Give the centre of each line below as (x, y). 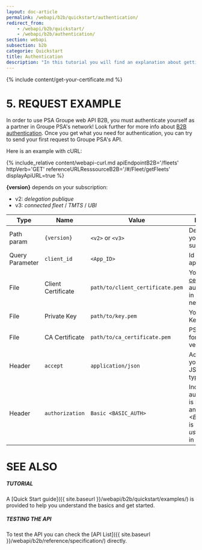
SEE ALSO (32, 467)
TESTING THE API (29, 519)
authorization (65, 414)
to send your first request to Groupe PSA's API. (64, 140)
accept (54, 366)
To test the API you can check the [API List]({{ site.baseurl (78, 534)
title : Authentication (35, 57)
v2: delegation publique (44, 199)
